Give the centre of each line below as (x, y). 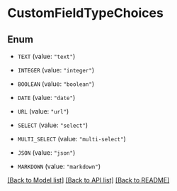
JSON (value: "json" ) (46, 153)
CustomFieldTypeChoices (86, 13)
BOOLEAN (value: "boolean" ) (56, 84)
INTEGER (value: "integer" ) (56, 70)
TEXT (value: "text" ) (46, 56)
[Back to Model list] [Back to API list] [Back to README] (88, 180)
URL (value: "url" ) (43, 111)
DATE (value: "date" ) (46, 98)
